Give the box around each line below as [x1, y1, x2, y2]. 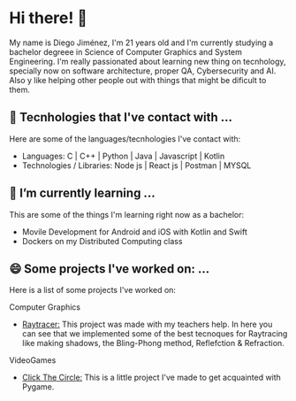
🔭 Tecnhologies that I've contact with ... [9, 110, 232, 125]
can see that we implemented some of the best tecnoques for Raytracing [21, 328, 288, 339]
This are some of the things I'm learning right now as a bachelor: [9, 209, 245, 220]
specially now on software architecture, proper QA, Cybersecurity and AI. [9, 66, 277, 76]
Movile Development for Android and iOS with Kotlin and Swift [21, 226, 247, 237]
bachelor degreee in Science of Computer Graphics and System [9, 46, 243, 57]
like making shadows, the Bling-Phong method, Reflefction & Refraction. [21, 338, 285, 349]
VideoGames [9, 355, 57, 366]
